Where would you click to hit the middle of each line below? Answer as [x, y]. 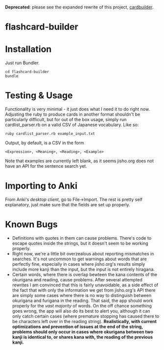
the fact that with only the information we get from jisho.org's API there [84, 290]
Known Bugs [31, 225]
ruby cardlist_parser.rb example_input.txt [50, 134]
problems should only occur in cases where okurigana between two [82, 332]
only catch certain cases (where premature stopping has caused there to [86, 316]
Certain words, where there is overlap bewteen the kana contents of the [85, 275]
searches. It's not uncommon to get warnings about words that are [79, 259]
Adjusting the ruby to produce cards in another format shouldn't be [73, 114]
